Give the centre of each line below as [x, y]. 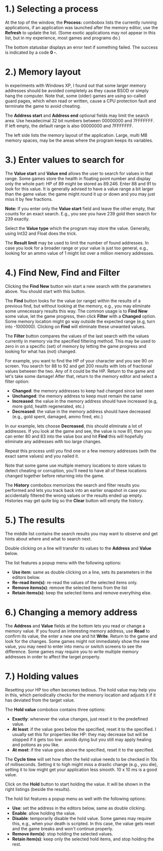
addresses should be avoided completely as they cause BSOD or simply [77, 90]
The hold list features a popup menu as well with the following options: [76, 799]
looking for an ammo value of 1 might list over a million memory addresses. [80, 253]
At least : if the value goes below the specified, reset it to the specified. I [84, 729]
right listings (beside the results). [38, 789]
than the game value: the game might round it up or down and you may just [80, 194]
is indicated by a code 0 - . [31, 52]
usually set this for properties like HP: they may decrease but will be [80, 734]
